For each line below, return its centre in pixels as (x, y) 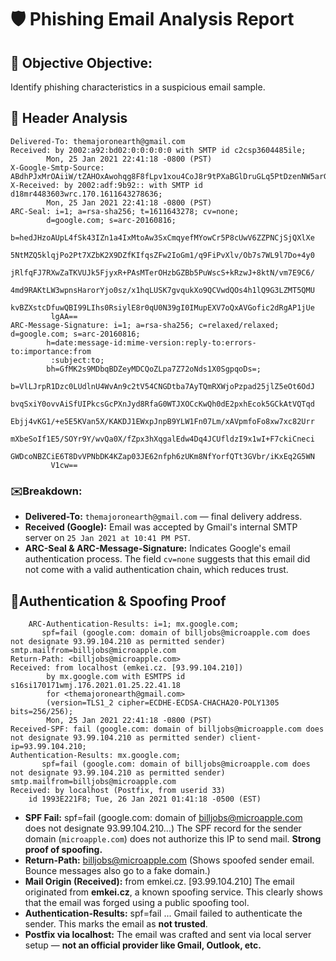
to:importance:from (51, 351)
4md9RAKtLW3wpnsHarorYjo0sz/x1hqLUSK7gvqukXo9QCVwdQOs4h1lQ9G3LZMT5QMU (162, 290)
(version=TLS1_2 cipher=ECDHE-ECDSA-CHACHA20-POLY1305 (163, 702)
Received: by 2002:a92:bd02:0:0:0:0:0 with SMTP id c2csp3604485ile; (158, 150)
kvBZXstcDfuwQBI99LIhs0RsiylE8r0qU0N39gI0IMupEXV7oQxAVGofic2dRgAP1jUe (162, 307)
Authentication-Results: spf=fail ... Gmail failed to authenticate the (163, 913)
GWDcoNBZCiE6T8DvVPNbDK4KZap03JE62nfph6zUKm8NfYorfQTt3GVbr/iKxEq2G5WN (162, 456)
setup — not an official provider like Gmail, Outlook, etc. (143, 945)
